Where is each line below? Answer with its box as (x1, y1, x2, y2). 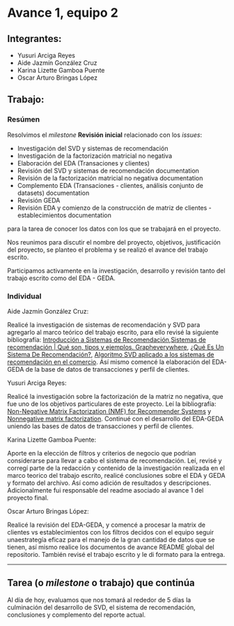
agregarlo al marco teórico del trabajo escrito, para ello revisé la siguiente (7, 328, 219, 336)
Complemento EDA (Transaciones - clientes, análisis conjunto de (17, 181, 204, 189)
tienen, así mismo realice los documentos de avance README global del (7, 543, 214, 551)
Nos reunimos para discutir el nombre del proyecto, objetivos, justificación (7, 238, 221, 246)
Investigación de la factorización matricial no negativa (17, 152, 173, 160)
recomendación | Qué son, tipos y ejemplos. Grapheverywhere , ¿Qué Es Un (7, 342, 224, 351)
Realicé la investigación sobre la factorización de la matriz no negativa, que (7, 392, 224, 400)
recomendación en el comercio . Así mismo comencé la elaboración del (7, 358, 211, 366)
